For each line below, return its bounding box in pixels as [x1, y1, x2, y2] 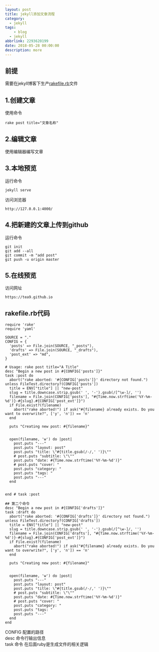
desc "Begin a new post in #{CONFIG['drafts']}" [5, 506, 105, 510]
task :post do [5, 373, 34, 378]
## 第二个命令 [5, 501, 30, 507]
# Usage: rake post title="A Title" [5, 365, 79, 370]
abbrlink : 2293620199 [5, 39, 49, 44]
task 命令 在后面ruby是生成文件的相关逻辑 [5, 641, 88, 647]
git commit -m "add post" [5, 253, 57, 257]
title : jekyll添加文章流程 [5, 12, 55, 16]
